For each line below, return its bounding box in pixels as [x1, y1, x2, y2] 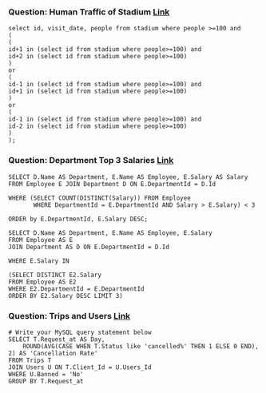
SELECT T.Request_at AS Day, [8, 335, 105, 343]
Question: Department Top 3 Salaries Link [8, 155, 174, 166]
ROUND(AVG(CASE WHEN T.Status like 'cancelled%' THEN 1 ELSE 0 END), [22, 342, 260, 350]
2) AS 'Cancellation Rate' [8, 349, 98, 357]
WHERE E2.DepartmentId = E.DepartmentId [8, 284, 145, 293]
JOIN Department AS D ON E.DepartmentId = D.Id [8, 243, 170, 251]
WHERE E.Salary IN [8, 256, 69, 265]
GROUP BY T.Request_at [8, 377, 84, 385]
